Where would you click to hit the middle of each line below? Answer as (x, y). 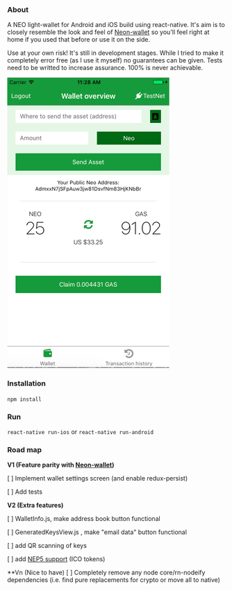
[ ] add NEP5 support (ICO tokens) (56, 559)
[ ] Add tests (25, 492)
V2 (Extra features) (35, 506)
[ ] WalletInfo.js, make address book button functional (84, 519)
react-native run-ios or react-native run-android (81, 431)
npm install (24, 399)
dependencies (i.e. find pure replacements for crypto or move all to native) (114, 580)
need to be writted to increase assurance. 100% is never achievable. (105, 68)
